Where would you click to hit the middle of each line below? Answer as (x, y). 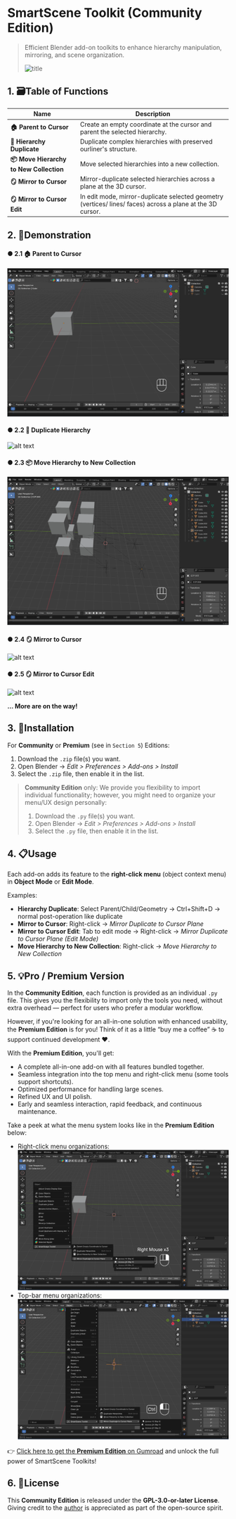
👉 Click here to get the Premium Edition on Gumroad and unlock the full (113, 1451)
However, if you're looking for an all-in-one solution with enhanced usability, (118, 1022)
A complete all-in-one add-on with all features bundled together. (111, 1067)
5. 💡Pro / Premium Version (66, 976)
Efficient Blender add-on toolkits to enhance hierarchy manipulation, (123, 47)
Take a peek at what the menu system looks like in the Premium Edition (111, 1125)
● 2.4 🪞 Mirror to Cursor (45, 639)
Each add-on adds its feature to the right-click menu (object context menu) (117, 875)
